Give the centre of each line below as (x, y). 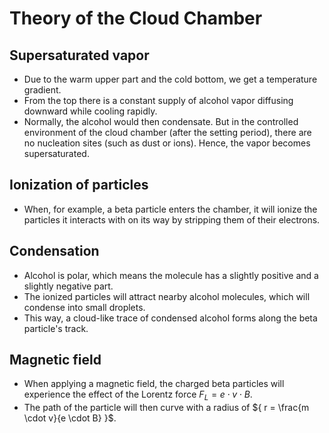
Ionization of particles (79, 185)
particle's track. (56, 328)
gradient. (42, 90)
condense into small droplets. (84, 307)
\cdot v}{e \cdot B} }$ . (70, 418)
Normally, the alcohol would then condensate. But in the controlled (161, 121)
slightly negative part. (68, 286)
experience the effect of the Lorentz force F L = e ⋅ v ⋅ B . (138, 395)
